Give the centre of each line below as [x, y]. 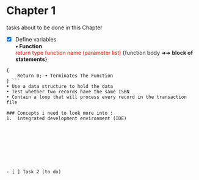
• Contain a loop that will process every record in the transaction [97, 97]
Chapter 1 [31, 11]
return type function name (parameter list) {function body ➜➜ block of [104, 53]
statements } [31, 59]
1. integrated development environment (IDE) [67, 118]
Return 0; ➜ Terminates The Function [65, 76]
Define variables [36, 39]
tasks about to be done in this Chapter [54, 27]
